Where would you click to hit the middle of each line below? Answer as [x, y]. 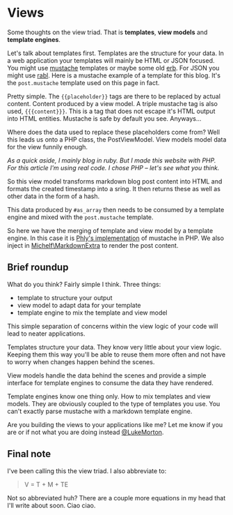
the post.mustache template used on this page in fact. [83, 82]
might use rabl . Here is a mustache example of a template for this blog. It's [114, 75]
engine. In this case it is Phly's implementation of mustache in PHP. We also [116, 238]
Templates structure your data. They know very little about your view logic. [114, 347]
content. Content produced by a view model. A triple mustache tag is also [112, 103]
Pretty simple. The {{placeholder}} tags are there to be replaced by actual [114, 96]
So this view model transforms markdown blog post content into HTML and [115, 181]
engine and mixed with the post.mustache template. [81, 217]
